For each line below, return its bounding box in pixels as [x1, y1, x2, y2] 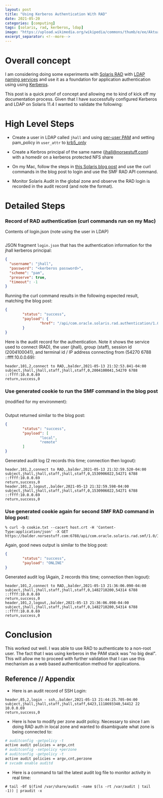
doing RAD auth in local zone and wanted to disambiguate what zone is [12, 724, 154, 729]
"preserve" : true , [9, 275, 47, 280]
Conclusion [5, 629, 52, 641]
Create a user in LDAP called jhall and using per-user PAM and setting [12, 134, 155, 140]
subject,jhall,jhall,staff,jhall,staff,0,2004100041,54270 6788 [5, 368, 138, 373]
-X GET [55, 529, 68, 535]
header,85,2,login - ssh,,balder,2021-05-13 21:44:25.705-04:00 [5, 697, 138, 702]
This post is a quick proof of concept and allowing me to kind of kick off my [5, 91, 156, 97]
